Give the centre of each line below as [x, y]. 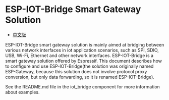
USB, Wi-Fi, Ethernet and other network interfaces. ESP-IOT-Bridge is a [79, 55]
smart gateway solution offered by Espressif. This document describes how [84, 61]
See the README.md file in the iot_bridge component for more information [82, 86]
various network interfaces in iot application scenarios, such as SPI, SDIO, [82, 50]
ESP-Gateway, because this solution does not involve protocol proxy [76, 71]
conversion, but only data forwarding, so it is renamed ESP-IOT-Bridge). [80, 77]
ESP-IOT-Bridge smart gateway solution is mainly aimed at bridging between [85, 44]
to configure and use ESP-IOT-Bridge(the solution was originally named [79, 66]
